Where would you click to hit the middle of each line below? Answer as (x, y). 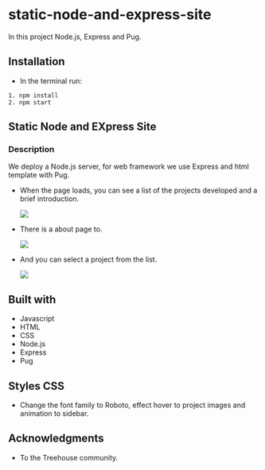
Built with (32, 299)
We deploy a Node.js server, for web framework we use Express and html (129, 167)
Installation (37, 62)
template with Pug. (39, 175)
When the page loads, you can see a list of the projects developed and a (138, 190)
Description (31, 150)
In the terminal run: (51, 80)
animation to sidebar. (54, 414)
